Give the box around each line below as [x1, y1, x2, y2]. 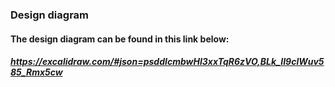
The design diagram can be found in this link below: [10, 33, 230, 45]
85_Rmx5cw [10, 66, 63, 78]
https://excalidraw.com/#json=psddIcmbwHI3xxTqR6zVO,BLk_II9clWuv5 [10, 56, 325, 68]
